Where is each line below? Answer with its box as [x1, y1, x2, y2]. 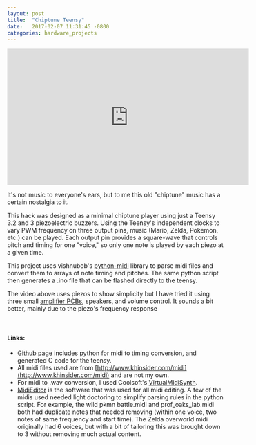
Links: [7, 334, 26, 342]
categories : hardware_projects [7, 29, 97, 37]
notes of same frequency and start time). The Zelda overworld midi [17, 415, 208, 424]
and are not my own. [110, 371, 169, 379]
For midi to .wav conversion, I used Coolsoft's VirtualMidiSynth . [17, 379, 198, 387]
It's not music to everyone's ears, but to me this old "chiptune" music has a [7, 191, 221, 199]
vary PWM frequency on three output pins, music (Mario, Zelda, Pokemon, [7, 226, 219, 235]
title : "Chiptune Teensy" [7, 17, 85, 24]
